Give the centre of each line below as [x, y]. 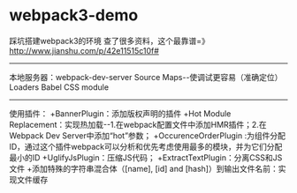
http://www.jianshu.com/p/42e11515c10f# [84, 50]
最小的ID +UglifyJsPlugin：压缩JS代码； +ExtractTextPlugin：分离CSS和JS [146, 157]
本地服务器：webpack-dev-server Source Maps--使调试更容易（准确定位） [146, 77]
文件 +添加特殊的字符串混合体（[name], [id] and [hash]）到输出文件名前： [144, 168]
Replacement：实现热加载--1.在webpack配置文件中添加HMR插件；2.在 [138, 124]
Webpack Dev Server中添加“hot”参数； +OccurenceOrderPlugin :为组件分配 [147, 135]
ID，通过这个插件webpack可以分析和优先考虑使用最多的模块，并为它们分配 [146, 146]
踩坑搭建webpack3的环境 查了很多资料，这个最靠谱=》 [110, 41]
